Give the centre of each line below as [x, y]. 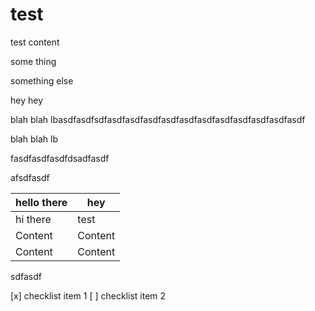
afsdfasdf [30, 177]
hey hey [27, 100]
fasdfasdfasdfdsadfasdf [60, 158]
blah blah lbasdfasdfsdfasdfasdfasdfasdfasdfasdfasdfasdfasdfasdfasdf [158, 119]
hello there [41, 202]
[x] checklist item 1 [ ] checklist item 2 [88, 295]
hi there [33, 219]
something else [42, 80]
